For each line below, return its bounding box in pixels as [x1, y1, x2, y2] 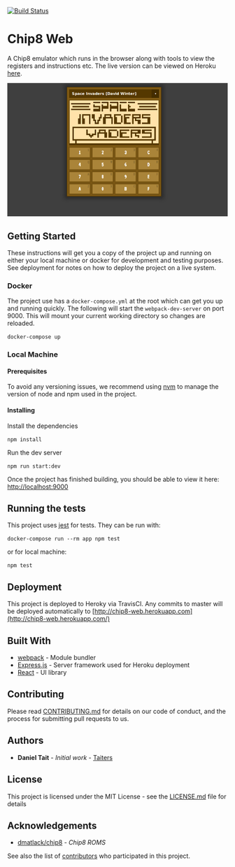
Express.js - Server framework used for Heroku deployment [17, 661, 190, 669]
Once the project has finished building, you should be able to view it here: [7, 475, 220, 483]
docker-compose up [7, 334, 61, 341]
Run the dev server [7, 448, 62, 457]
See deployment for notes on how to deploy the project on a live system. [7, 264, 217, 272]
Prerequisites [7, 367, 48, 375]
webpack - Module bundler [17, 654, 97, 662]
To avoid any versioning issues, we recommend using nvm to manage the [7, 382, 219, 391]
